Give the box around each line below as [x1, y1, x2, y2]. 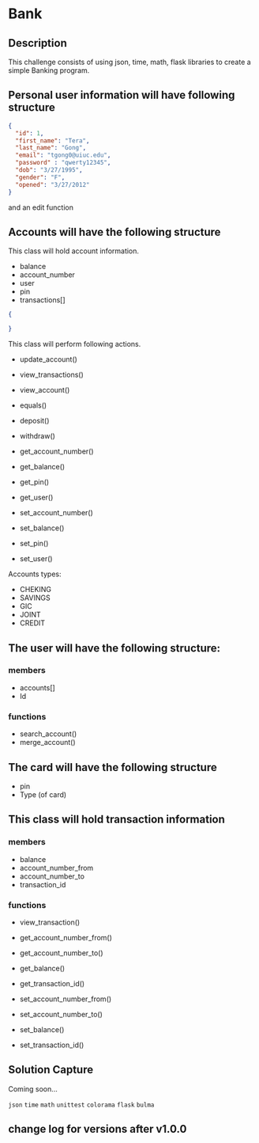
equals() [19, 401, 47, 410]
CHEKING [19, 585, 52, 594]
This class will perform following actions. [8, 340, 141, 349]
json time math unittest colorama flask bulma [8, 1101, 155, 1109]
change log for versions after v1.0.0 [8, 1122, 187, 1136]
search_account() [19, 729, 77, 739]
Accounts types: [8, 569, 62, 579]
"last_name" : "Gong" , [15, 144, 87, 152]
